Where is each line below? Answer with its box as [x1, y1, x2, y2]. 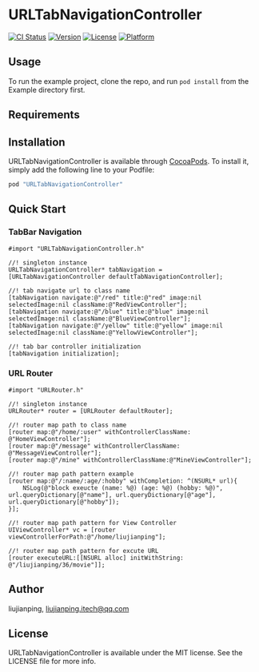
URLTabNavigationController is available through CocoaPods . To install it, [8, 156, 249, 165]
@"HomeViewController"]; [8, 435, 91, 443]
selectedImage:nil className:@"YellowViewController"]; [8, 328, 198, 336]
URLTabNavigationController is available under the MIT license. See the [8, 648, 243, 658]
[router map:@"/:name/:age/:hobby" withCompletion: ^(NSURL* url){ [8, 477, 238, 485]
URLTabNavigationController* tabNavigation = [8, 265, 162, 273]
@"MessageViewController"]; [8, 449, 102, 457]
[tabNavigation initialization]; [8, 349, 120, 357]
